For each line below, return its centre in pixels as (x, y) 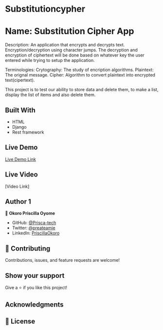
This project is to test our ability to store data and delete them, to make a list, (82, 90)
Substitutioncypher (45, 9)
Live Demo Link (21, 159)
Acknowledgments (35, 305)
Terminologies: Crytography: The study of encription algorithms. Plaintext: (80, 70)
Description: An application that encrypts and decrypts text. (65, 45)
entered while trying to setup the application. (50, 60)
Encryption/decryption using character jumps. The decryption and (71, 50)
